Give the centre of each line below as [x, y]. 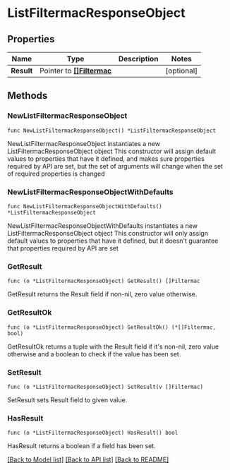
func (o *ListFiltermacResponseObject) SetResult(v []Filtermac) [105, 387]
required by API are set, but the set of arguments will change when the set [115, 166]
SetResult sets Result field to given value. [67, 399]
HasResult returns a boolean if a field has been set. [82, 446]
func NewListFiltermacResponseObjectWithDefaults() [85, 206]
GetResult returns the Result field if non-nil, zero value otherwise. [102, 294]
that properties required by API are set [63, 248]
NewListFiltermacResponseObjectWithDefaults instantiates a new [102, 225]
